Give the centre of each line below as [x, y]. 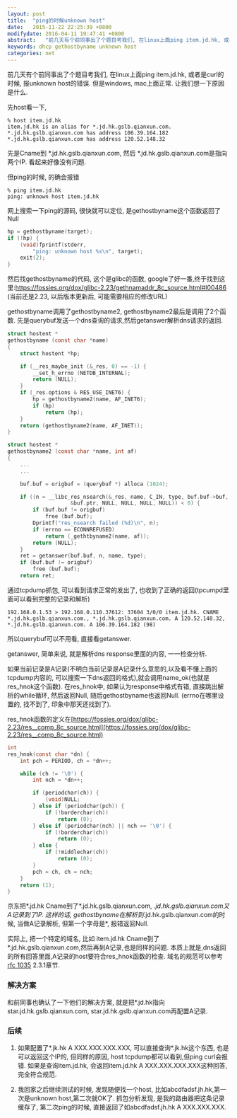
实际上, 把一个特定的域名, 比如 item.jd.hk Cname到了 [84, 939]
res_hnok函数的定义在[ [41, 719]
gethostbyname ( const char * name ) [58, 340]
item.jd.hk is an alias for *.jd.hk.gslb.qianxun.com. [90, 127]
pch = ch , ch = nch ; [63, 872]
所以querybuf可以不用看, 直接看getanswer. [69, 638]
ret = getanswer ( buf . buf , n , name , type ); [83, 556]
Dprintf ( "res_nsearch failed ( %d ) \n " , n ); [96, 523]
